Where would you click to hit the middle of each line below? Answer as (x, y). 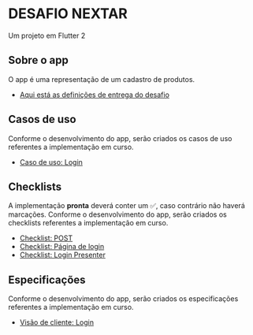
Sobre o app (38, 60)
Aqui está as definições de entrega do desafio (94, 95)
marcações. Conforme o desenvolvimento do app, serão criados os (117, 214)
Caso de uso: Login (51, 162)
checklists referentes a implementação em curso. (88, 223)
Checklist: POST (46, 238)
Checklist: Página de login (62, 247)
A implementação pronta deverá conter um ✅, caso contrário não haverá (127, 206)
